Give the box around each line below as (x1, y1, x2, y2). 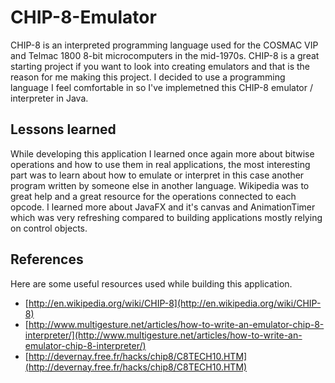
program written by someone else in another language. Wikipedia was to (10, 179, 310, 191)
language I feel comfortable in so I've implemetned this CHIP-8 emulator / (10, 81, 313, 93)
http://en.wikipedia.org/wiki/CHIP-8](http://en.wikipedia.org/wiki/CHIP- (28, 297, 322, 309)
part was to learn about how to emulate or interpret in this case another (10, 169, 305, 181)
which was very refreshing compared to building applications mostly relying (10, 211, 323, 223)
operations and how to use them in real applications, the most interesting (10, 158, 311, 170)
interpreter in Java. (10, 92, 89, 104)
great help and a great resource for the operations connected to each (10, 190, 297, 202)
